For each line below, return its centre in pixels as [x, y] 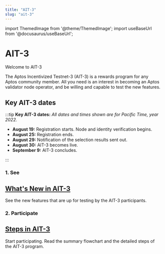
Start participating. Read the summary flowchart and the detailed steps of [80, 241]
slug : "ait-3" [20, 14]
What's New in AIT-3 [38, 189]
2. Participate [22, 213]
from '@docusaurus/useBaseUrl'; [39, 34]
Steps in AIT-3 [28, 229]
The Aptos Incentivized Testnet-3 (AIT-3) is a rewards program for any [77, 76]
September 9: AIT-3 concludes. [45, 150]
